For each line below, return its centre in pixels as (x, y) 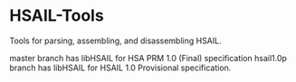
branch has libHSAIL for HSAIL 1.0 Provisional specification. (120, 68)
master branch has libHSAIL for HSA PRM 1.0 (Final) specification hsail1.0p (148, 58)
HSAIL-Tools (57, 16)
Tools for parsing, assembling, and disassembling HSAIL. (115, 41)
